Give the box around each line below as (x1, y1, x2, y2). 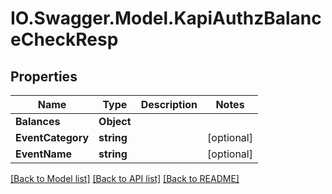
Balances (15, 115, 61, 128)
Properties (10, 68, 78, 85)
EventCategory (15, 131, 90, 144)
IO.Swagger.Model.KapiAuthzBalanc (10, 7, 322, 30)
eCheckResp (10, 28, 119, 51)
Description (140, 98, 198, 111)
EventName (15, 147, 73, 161)
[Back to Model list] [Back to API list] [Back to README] (10, 173, 240, 184)
